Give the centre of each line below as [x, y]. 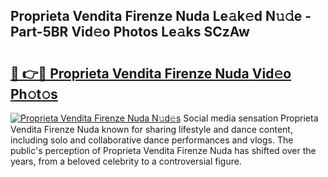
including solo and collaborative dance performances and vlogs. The [152, 140]
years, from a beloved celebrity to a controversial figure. [126, 161]
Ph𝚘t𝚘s [34, 94]
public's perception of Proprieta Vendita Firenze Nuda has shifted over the [163, 150]
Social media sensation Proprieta [251, 118]
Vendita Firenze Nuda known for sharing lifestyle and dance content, [151, 129]
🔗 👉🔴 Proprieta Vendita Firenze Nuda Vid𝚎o [151, 73]
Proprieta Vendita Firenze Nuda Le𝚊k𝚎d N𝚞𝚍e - [161, 16]
